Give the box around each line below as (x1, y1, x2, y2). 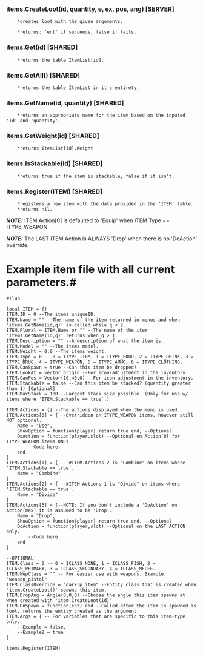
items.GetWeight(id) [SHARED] (6, 132, 99, 140)
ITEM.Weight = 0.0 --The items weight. (6, 349, 107, 355)
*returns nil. (17, 206, 53, 213)
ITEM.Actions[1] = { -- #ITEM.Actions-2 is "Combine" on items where (6, 460, 186, 466)
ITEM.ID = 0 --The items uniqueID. (6, 311, 96, 318)
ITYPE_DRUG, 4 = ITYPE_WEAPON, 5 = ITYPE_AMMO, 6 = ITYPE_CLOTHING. (6, 359, 183, 365)
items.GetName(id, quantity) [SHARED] (6, 99, 124, 107)
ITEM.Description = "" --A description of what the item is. (6, 338, 164, 344)
